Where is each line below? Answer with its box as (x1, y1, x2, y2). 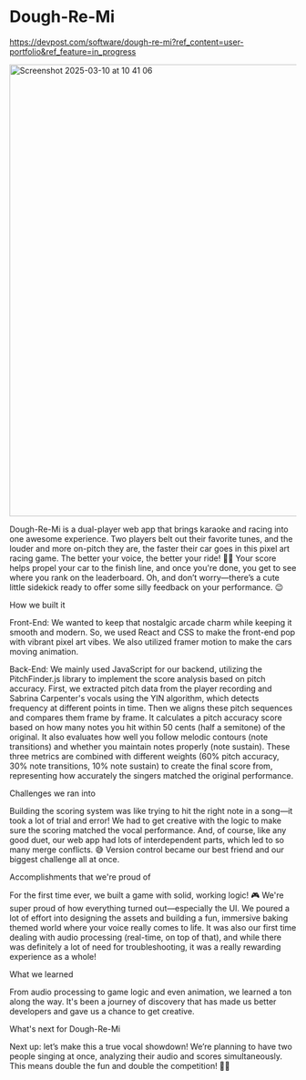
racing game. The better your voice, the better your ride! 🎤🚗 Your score (9, 553, 277, 564)
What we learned (9, 968, 74, 980)
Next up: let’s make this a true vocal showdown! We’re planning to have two (9, 1041, 293, 1052)
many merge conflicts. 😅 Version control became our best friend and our (9, 844, 285, 855)
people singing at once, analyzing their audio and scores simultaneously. (9, 1050, 283, 1062)
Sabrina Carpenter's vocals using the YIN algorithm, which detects (9, 692, 260, 703)
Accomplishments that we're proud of (9, 871, 151, 882)
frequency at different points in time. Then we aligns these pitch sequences (9, 702, 293, 713)
